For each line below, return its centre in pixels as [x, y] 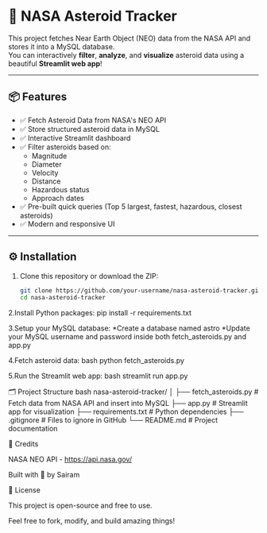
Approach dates [58, 198]
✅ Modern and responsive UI [67, 224]
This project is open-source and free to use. [80, 506]
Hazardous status [60, 189]
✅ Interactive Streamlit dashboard [75, 137]
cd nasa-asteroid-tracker [62, 298]
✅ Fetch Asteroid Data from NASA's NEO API [93, 120]
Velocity [45, 172]
